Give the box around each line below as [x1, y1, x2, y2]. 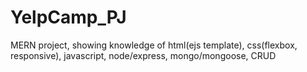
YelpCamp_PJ [10, 6, 127, 29]
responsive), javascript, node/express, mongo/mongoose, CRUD [10, 49, 277, 61]
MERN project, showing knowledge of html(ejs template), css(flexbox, [10, 39, 298, 51]
